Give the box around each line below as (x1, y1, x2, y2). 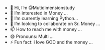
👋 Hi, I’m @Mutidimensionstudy (10, 5, 75, 10)
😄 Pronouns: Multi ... (10, 33, 54, 39)
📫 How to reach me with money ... (10, 26, 82, 32)
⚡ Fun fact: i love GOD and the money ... (10, 39, 93, 45)
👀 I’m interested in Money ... (10, 10, 68, 16)
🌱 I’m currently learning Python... (10, 15, 78, 21)
